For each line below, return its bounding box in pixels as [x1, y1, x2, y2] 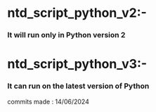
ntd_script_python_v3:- [7, 56, 148, 72]
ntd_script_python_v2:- [7, 5, 148, 21]
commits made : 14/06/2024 [7, 97, 89, 106]
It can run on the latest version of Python [7, 81, 150, 91]
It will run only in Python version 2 [7, 30, 126, 40]
